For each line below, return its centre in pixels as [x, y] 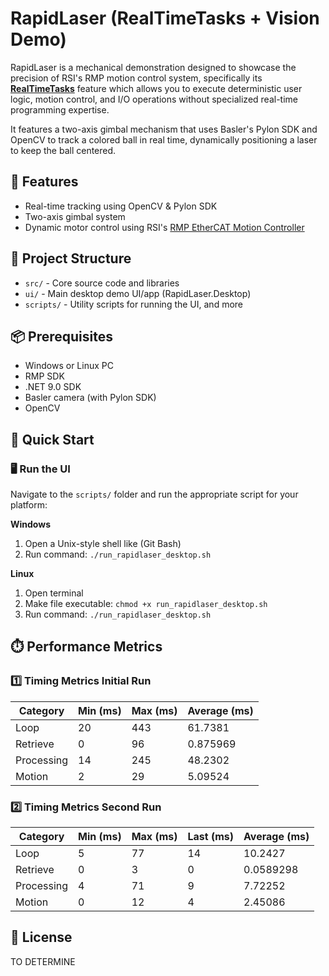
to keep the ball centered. [63, 150]
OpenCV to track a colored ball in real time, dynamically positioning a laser [164, 139]
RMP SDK [44, 376]
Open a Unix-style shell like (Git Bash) [103, 544]
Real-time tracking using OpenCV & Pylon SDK [121, 206]
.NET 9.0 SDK [53, 387]
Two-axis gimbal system [75, 216]
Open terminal [54, 593]
